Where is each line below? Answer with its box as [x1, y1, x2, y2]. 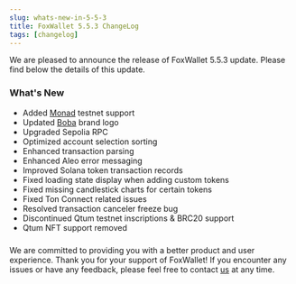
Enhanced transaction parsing [22, 145, 134, 156]
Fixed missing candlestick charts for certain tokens [22, 184, 213, 195]
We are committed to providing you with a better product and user [9, 244, 255, 255]
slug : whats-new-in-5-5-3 [9, 13, 106, 23]
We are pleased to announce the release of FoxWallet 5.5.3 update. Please [9, 55, 286, 66]
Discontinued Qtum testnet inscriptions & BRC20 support [22, 213, 235, 224]
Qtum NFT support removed [22, 222, 128, 233]
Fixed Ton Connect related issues [22, 193, 147, 204]
